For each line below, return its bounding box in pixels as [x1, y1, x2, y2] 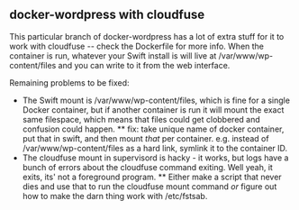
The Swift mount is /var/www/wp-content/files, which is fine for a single [22, 95, 291, 105]
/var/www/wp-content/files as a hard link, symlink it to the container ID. [22, 142, 288, 153]
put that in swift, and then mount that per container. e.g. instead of [22, 132, 269, 143]
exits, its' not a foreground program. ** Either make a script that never [22, 171, 282, 182]
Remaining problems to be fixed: [9, 77, 130, 88]
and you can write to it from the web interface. [58, 59, 231, 70]
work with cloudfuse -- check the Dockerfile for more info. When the [9, 41, 264, 51]
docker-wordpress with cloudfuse [9, 7, 205, 23]
